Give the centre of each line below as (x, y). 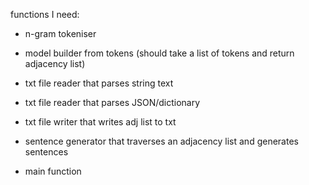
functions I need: (45, 14)
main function (53, 171)
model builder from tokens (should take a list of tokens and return (159, 53)
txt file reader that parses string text (99, 83)
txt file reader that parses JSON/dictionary (112, 102)
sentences (46, 152)
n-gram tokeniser (60, 33)
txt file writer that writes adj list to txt (100, 122)
